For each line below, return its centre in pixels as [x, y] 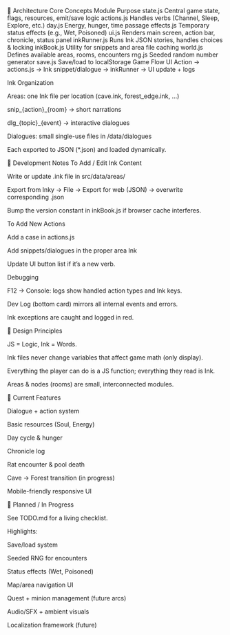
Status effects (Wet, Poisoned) [51, 571]
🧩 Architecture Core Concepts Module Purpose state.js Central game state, [114, 11]
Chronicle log [26, 451]
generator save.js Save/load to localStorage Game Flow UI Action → [103, 62]
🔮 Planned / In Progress [41, 505]
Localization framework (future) [52, 625]
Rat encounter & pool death [46, 465]
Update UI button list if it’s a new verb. [61, 264]
